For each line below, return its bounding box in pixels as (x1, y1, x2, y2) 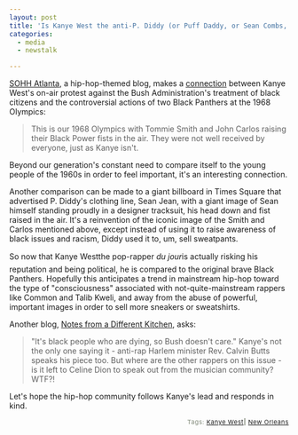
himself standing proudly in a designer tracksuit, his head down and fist (9, 205, 271, 216)
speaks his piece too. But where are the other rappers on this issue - (30, 355, 282, 366)
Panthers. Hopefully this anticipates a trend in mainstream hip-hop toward (9, 273, 279, 284)
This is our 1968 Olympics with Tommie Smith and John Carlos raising (30, 123, 286, 134)
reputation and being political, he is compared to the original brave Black (9, 264, 275, 275)
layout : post (9, 12, 58, 22)
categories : (9, 29, 53, 38)
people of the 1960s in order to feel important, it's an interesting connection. (9, 170, 288, 180)
